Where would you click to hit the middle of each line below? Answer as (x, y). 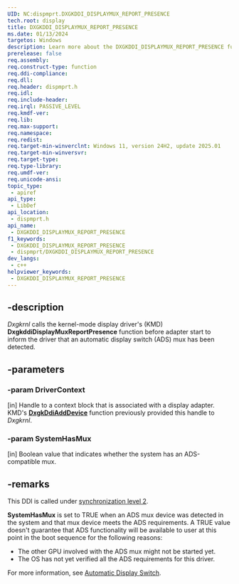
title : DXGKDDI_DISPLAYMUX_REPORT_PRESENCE (73, 27)
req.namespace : (30, 133)
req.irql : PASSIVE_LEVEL (44, 107)
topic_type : (25, 186)
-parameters (36, 370)
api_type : (22, 199)
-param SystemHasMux (49, 439)
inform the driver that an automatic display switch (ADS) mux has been (111, 339)
